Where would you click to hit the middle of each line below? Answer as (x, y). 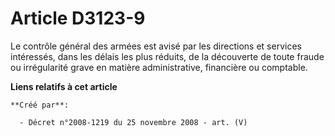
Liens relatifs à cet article (64, 86)
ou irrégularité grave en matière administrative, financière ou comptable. (159, 67)
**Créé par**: (40, 105)
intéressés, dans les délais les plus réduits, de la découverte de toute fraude (167, 56)
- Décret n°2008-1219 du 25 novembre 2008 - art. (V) (133, 122)
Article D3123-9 (78, 18)
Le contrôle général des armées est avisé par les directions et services (156, 46)
